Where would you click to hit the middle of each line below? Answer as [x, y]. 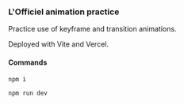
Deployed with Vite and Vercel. [59, 44]
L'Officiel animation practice [64, 12]
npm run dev [28, 93]
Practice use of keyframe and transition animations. [92, 29]
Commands [28, 62]
